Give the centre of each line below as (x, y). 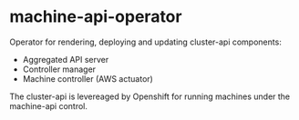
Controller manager (59, 69)
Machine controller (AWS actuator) (88, 78)
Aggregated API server (66, 59)
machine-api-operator (96, 17)
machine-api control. (49, 105)
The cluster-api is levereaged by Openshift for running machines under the (150, 96)
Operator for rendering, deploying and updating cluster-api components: (146, 42)
